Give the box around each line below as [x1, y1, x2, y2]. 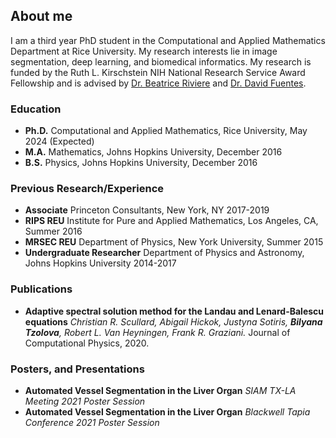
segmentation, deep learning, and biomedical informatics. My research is [10, 55, 312, 68]
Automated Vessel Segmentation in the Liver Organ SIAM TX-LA [24, 385, 297, 396]
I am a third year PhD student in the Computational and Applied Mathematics [10, 34, 326, 46]
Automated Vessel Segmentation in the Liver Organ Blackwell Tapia [24, 406, 311, 418]
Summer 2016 [24, 225, 83, 238]
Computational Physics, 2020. [24, 337, 150, 349]
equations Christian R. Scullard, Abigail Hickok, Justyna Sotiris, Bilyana [24, 315, 323, 328]
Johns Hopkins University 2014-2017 [24, 257, 177, 269]
